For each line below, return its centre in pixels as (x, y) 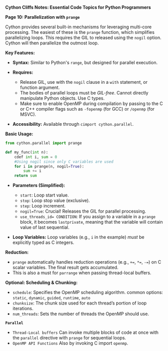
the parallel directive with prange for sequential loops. (69, 338)
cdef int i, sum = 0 (36, 157)
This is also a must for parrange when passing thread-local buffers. (82, 273)
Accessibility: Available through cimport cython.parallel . (73, 124)
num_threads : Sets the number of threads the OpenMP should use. (81, 314)
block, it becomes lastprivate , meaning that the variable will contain (91, 222)
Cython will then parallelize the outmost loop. (52, 43)
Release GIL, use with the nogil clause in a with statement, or (84, 82)
